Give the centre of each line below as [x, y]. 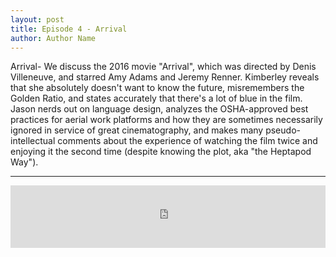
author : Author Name [53, 38]
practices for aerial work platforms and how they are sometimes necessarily [166, 120]
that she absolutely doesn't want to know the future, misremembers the [157, 88]
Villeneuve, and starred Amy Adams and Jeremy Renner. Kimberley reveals [165, 77]
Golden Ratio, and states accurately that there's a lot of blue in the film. [156, 98]
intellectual [33, 141]
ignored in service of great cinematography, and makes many [137, 130]
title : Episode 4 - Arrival [69, 29]
